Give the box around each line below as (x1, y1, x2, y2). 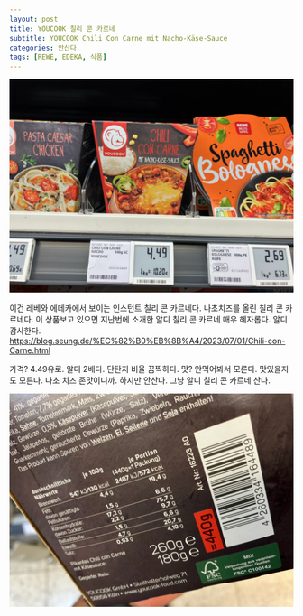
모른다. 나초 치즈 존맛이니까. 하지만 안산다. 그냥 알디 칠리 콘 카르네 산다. (18, 375, 271, 386)
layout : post (9, 14, 59, 23)
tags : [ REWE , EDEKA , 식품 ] (9, 52, 107, 62)
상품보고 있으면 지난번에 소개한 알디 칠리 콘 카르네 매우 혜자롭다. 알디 (44, 314, 289, 325)
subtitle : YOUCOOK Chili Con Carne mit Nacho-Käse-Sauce (9, 33, 228, 42)
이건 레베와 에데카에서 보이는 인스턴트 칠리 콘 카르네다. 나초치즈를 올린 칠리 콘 (9, 303, 284, 313)
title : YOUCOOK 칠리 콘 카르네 (9, 23, 115, 33)
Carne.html (9, 345, 51, 356)
